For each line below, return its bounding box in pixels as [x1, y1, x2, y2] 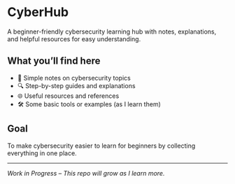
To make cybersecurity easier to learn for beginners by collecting [7, 141, 196, 150]
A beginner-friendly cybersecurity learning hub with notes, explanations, [7, 27, 217, 36]
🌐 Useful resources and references [17, 92, 120, 100]
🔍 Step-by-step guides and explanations [17, 81, 136, 90]
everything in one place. [7, 148, 77, 157]
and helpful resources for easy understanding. [7, 34, 141, 43]
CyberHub [7, 4, 69, 20]
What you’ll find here [7, 55, 101, 67]
